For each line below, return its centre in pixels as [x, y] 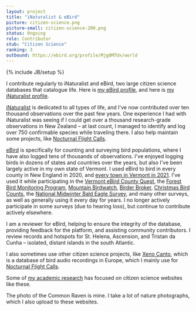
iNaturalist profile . [28, 96]
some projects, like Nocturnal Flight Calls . [56, 138]
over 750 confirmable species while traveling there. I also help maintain [92, 132]
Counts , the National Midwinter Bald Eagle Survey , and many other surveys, [97, 193]
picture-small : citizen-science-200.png [56, 28]
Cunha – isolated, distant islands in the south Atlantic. [71, 242]
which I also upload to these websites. [52, 302]
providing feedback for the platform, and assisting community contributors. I [98, 230]
